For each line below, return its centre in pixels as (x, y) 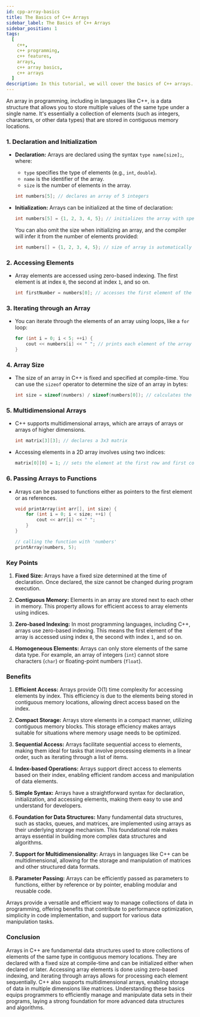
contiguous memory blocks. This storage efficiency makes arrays (95, 727)
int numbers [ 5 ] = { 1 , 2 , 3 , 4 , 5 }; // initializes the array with (99, 219)
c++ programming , (39, 51)
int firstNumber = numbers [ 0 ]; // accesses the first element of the (103, 293)
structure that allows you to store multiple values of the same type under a (98, 107)
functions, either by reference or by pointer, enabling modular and (96, 885)
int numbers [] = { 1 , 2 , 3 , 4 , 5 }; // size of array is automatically (103, 248)
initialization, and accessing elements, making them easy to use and (99, 799)
